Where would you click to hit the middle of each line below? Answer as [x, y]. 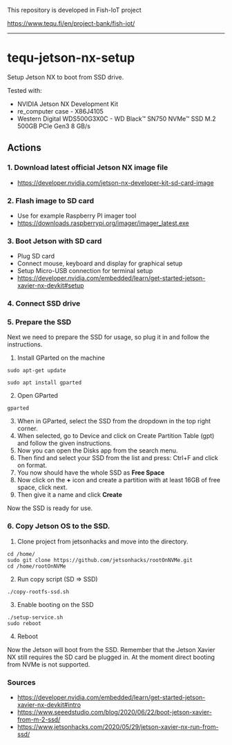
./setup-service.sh [35, 617]
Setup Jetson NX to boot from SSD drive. [66, 77]
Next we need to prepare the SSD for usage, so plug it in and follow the [108, 337]
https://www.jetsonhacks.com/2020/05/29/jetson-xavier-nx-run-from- [118, 727]
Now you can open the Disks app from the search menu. [97, 450]
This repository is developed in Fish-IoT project [74, 10]
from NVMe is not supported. [49, 664]
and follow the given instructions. [65, 444]
